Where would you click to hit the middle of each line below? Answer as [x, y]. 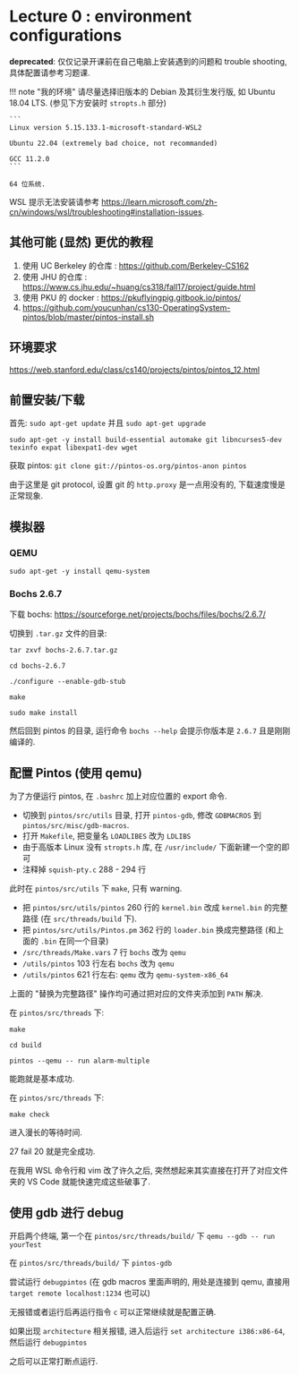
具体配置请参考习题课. [50, 73]
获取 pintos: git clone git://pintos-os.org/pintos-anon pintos [128, 465]
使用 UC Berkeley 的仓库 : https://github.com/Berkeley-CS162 [136, 265]
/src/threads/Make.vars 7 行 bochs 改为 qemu [104, 952]
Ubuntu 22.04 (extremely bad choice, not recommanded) [114, 143]
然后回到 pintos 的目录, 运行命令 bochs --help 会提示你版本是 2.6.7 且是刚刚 [150, 730]
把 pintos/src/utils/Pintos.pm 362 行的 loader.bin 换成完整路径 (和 [149, 930]
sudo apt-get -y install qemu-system [80, 572]
